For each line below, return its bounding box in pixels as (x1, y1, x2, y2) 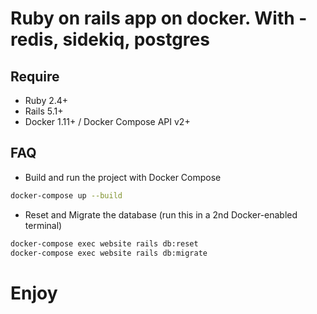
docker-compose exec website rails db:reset (10, 238, 199, 249)
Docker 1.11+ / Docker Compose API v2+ (24, 116, 191, 127)
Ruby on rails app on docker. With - (10, 7, 308, 30)
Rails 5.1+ (24, 105, 64, 117)
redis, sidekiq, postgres (10, 28, 210, 51)
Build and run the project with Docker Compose (24, 171, 222, 183)
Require (10, 68, 60, 85)
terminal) (24, 219, 63, 231)
